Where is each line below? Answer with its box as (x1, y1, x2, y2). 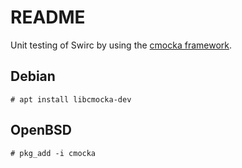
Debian (10, 68, 56, 85)
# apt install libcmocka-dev (10, 94, 132, 105)
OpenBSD (10, 122, 72, 139)
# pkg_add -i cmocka (10, 148, 97, 158)
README (10, 6, 86, 29)
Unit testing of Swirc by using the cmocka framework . (10, 39, 233, 51)
